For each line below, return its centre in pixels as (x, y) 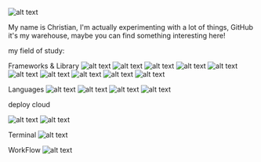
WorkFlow (24, 150)
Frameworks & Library (44, 66)
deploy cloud (29, 104)
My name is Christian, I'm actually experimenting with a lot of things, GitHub (130, 27)
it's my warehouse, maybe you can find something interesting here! (117, 36)
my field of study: (36, 50)
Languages (26, 89)
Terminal (22, 135)
